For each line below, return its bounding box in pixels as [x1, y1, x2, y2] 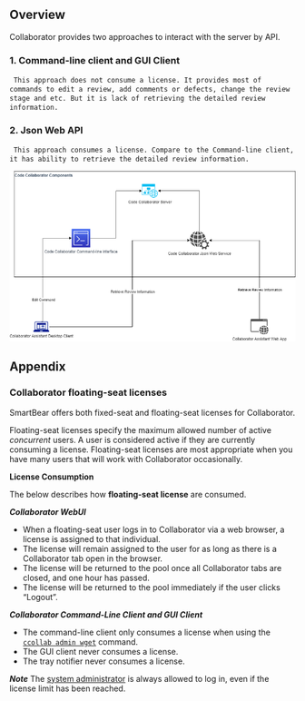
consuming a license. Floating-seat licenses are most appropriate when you [9, 444, 293, 455]
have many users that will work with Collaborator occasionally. [9, 453, 243, 464]
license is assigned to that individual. [22, 533, 161, 544]
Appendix [9, 359, 66, 375]
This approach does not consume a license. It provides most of [13, 76, 261, 85]
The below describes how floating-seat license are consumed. [9, 489, 247, 499]
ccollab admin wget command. [22, 636, 139, 647]
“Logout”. [22, 591, 58, 602]
